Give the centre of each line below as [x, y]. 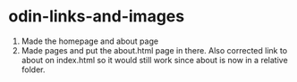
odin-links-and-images [97, 16]
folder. [33, 70]
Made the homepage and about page [89, 41]
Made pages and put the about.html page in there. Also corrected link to [154, 50]
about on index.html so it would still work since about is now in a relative [154, 60]
